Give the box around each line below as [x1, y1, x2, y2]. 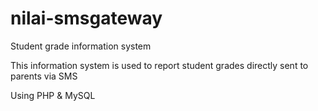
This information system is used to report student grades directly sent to [10, 59, 309, 71]
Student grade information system [10, 40, 152, 52]
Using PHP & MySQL [10, 89, 96, 101]
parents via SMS [10, 70, 78, 82]
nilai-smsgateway [10, 7, 163, 30]
